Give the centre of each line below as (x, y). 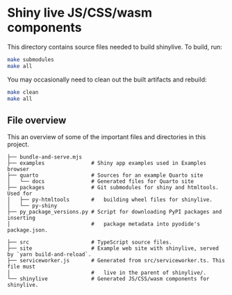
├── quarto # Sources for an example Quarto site (105, 175)
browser (18, 169)
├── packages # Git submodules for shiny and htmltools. (113, 188)
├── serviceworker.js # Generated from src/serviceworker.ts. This (116, 261)
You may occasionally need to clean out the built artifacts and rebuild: (107, 79)
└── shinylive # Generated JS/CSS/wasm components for (108, 279)
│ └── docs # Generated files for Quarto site (101, 182)
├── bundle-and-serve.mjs (44, 157)
